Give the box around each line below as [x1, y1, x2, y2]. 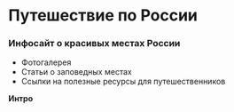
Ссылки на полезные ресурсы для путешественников [20, 76, 226, 87]
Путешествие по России [8, 5, 199, 26]
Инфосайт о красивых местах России [8, 37, 181, 50]
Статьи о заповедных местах [20, 67, 132, 77]
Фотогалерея [20, 57, 72, 68]
